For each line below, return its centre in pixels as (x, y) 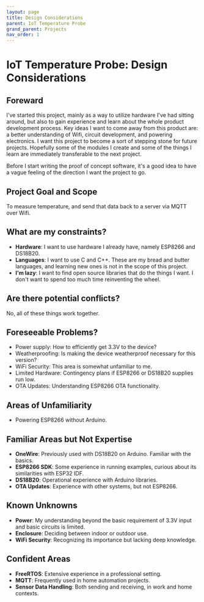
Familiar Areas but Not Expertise (69, 439)
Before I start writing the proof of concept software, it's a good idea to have (101, 166)
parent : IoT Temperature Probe (46, 23)
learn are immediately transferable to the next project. (74, 154)
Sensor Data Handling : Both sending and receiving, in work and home (104, 587)
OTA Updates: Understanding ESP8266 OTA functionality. (88, 386)
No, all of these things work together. (53, 313)
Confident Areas (38, 559)
